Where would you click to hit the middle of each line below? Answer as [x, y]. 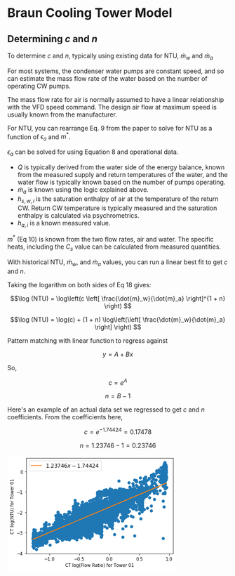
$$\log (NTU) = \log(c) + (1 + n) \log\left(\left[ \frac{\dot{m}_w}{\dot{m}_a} [118, 319]
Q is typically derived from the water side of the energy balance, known [121, 167]
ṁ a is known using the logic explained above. [83, 190]
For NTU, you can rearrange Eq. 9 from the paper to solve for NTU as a [110, 128]
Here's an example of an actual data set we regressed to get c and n [106, 410]
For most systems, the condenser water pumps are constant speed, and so [116, 71]
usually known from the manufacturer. [62, 114]
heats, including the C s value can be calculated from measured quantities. [114, 247]
